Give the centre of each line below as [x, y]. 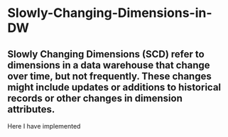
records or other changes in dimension [95, 98]
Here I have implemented [44, 126]
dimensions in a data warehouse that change [109, 65]
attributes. [31, 109]
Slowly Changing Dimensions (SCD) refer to [106, 54]
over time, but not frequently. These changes [109, 76]
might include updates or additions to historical [114, 87]
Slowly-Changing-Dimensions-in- [110, 13]
